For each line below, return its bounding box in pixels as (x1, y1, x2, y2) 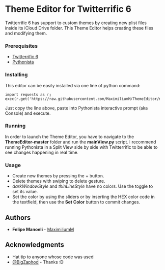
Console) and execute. (5, 110, 51, 116)
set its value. (12, 189, 38, 195)
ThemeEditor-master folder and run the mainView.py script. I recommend (5, 139, 156, 145)
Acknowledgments (5, 240, 65, 249)
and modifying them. (5, 30, 47, 36)
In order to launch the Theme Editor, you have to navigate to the (5, 134, 134, 139)
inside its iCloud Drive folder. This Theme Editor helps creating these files (5, 25, 154, 31)
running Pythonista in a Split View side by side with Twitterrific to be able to (5, 144, 158, 150)
